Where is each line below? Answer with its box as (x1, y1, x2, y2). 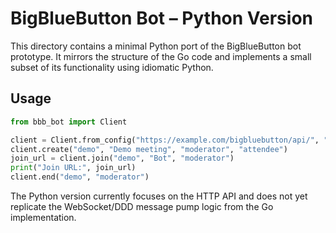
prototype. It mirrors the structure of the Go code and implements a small (10, 50, 312, 62)
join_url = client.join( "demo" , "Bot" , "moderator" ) (10, 153, 235, 164)
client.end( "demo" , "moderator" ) (10, 172, 150, 182)
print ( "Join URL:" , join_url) (10, 163, 137, 173)
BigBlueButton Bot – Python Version (10, 7, 313, 30)
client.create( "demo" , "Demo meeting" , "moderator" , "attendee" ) (10, 144, 288, 154)
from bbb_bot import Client (10, 117, 128, 127)
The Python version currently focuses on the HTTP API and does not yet (10, 190, 308, 202)
